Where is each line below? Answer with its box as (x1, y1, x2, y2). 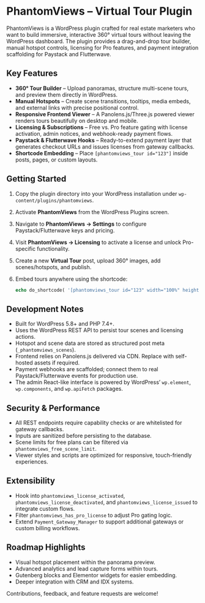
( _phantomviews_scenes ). (15, 346, 76, 353)
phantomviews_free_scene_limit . (15, 445, 97, 453)
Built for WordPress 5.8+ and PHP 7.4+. (15, 320, 114, 328)
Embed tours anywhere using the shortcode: (15, 275, 128, 283)
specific (15, 245, 35, 252)
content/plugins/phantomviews (15, 198, 93, 204)
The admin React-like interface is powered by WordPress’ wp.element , (15, 379, 191, 386)
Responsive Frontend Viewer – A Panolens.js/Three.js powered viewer (15, 110, 195, 117)
